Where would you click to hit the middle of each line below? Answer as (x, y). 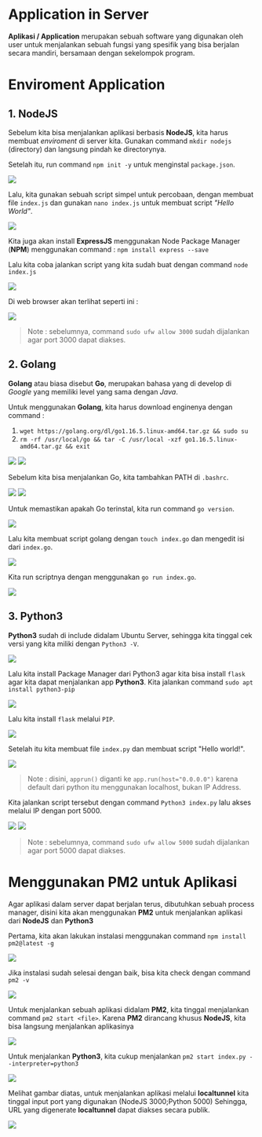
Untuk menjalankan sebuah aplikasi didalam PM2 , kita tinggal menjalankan (129, 1009)
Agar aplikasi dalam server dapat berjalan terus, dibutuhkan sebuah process (131, 904)
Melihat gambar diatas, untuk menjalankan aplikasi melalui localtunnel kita (129, 1093)
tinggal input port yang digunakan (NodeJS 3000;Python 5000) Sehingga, (128, 1101)
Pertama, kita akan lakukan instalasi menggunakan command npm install (127, 936)
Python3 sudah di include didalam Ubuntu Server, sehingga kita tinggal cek (130, 635)
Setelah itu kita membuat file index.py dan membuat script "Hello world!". (127, 749)
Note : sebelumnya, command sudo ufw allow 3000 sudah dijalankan (138, 331)
